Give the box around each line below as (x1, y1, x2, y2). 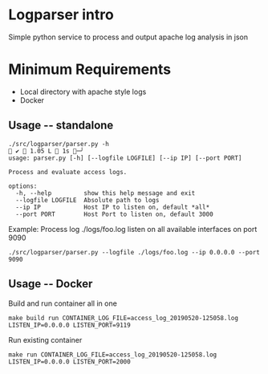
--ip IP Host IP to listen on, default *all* (15, 203, 210, 211)
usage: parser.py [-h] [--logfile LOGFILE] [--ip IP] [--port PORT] (8, 154, 242, 162)
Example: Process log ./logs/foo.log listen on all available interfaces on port (8, 224, 258, 234)
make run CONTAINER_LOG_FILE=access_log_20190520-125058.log (8, 351, 217, 359)
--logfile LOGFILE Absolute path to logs (15, 196, 160, 204)
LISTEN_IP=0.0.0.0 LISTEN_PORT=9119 (8, 321, 131, 329)
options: (8, 182, 38, 190)
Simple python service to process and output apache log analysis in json (8, 32, 249, 42)
